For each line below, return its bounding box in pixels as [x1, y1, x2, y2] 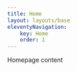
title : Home [7, 10, 42, 18]
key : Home [20, 30, 49, 37]
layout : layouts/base [7, 17, 71, 24]
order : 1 [20, 37, 45, 44]
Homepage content [7, 56, 63, 64]
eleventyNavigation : [7, 23, 68, 30]
